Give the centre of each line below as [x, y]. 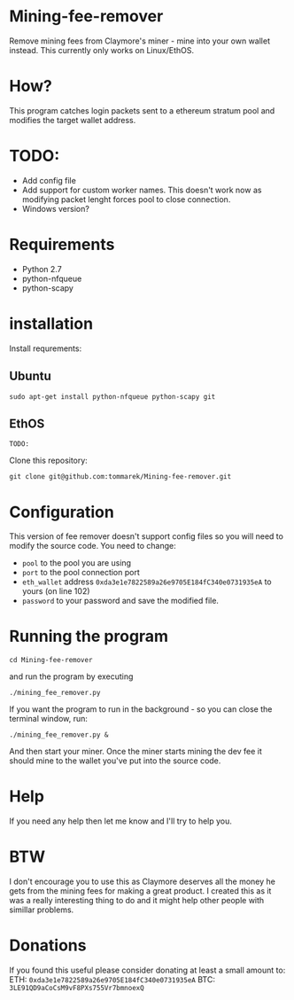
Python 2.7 [42, 269]
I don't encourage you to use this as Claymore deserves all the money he [143, 882]
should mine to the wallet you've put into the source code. [115, 761]
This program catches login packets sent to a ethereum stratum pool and [142, 110]
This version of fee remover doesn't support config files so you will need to [146, 536]
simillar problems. [42, 910]
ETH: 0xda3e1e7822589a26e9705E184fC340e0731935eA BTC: [112, 980]
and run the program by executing [71, 676]
